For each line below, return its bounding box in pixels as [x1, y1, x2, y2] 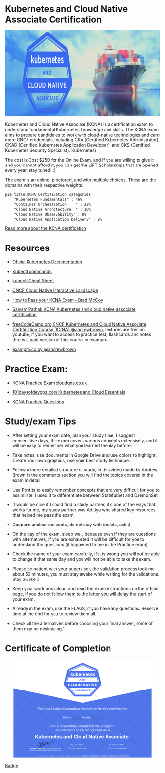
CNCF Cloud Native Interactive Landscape [12, 287, 98, 293]
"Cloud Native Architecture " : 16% [14, 207, 91, 212]
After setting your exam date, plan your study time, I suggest [12, 432, 135, 438]
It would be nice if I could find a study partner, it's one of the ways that [12, 501, 156, 507]
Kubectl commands [12, 268, 52, 274]
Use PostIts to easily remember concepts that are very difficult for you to [12, 487, 160, 493]
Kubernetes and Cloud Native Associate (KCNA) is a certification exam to [5, 121, 153, 127]
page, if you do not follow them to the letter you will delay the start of [12, 591, 152, 597]
